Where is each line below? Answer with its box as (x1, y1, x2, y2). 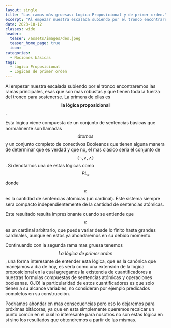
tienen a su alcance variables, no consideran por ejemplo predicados (5, 285, 150, 291)
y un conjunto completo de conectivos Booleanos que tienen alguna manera (5, 141, 165, 147)
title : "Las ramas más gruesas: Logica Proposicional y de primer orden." (5, 12, 167, 17)
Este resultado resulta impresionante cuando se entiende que (5, 211, 134, 217)
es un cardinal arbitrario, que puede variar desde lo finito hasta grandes (5, 226, 156, 233)
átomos (77, 133, 94, 139)
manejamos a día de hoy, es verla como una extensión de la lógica (5, 263, 145, 269)
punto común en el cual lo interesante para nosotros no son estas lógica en (5, 311, 163, 317)
